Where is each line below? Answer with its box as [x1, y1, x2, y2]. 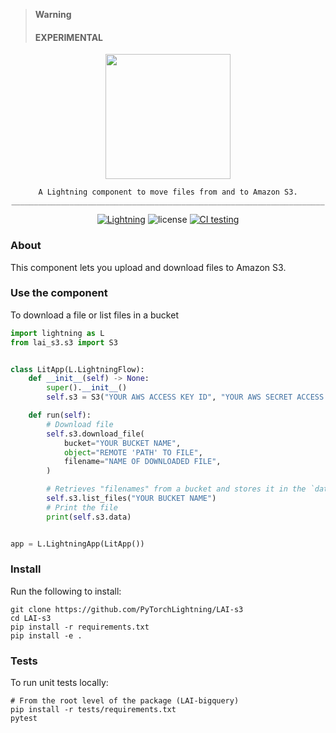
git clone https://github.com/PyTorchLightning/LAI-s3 [10, 604, 244, 614]
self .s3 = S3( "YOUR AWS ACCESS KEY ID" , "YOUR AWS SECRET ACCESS [46, 392, 325, 403]
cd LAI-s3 [10, 613, 52, 623]
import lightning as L [10, 328, 105, 338]
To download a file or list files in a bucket [10, 309, 179, 321]
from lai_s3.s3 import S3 [10, 337, 118, 348]
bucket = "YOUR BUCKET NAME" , [63, 438, 182, 448]
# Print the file [46, 502, 118, 513]
